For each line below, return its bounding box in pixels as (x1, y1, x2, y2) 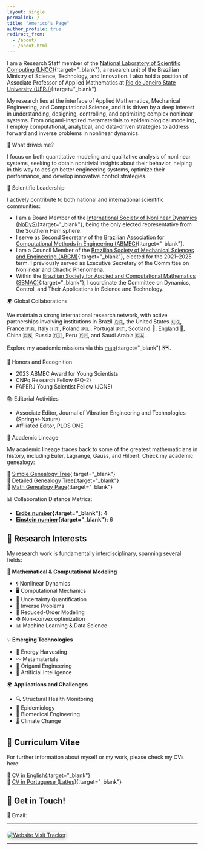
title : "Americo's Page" (7, 20, 70, 26)
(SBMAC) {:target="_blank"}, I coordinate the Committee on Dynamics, (15, 278, 191, 286)
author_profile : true (7, 26, 62, 32)
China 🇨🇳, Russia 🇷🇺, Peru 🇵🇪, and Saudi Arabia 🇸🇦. (7, 331, 146, 339)
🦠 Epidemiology (15, 703, 55, 711)
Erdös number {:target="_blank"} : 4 (15, 509, 108, 517)
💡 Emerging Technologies (7, 636, 73, 643)
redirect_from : (7, 32, 45, 38)
